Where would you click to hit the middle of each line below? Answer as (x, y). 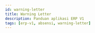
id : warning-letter (25, 9)
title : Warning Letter (28, 14)
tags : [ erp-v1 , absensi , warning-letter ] (48, 23)
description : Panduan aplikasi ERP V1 (45, 18)
